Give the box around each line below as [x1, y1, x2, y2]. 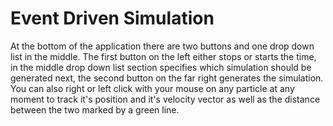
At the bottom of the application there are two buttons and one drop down [10, 40, 315, 52]
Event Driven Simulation [10, 7, 215, 30]
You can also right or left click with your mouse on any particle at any [10, 82, 295, 94]
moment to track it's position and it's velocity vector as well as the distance [10, 93, 321, 105]
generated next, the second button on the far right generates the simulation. [10, 72, 324, 84]
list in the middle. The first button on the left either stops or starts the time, [10, 50, 317, 62]
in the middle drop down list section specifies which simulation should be [10, 61, 312, 73]
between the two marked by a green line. [10, 103, 180, 116]
